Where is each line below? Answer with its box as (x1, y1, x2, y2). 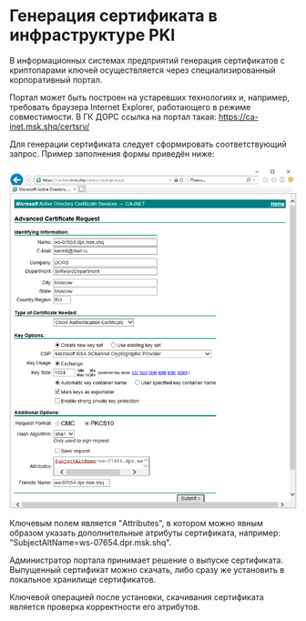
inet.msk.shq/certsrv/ (9, 120, 90, 132)
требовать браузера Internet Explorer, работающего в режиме (9, 101, 251, 112)
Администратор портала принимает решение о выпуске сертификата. (9, 555, 284, 565)
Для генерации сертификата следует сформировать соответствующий (9, 138, 287, 149)
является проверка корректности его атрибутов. (9, 602, 200, 613)
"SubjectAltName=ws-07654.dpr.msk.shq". (9, 537, 172, 548)
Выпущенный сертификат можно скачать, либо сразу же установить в (9, 565, 285, 575)
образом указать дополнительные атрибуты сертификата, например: (9, 527, 280, 538)
